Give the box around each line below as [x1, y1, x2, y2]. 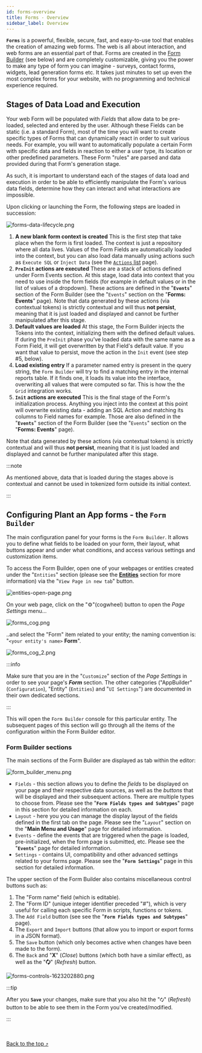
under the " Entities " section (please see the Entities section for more [6, 571, 181, 578]
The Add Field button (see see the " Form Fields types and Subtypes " [14, 913, 188, 920]
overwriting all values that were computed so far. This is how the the [14, 381, 185, 388]
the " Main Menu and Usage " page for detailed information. [14, 825, 162, 833]
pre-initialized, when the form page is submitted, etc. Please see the [14, 838, 185, 845]
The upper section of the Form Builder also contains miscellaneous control [6, 876, 192, 883]
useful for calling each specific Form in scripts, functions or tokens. [14, 907, 183, 914]
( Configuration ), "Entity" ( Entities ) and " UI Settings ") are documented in [6, 685, 192, 692]
